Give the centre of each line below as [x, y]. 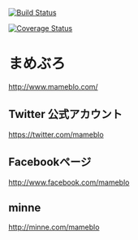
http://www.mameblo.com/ [54, 86]
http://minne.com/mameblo [54, 227]
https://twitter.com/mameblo [56, 134]
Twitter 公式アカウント [66, 114]
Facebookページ [50, 162]
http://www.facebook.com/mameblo [69, 182]
